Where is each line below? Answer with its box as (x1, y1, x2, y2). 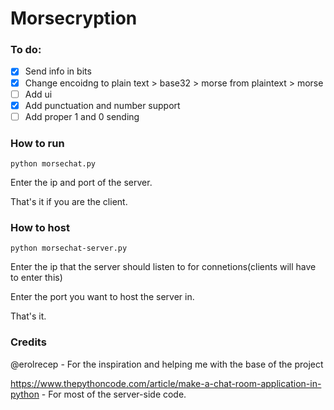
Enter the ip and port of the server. (10, 177, 153, 189)
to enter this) (10, 272, 63, 284)
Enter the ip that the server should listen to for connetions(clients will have (10, 261, 317, 273)
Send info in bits (24, 65, 92, 77)
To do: (10, 43, 42, 57)
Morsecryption (10, 7, 138, 30)
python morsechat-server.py (10, 243, 128, 254)
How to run (10, 136, 65, 150)
